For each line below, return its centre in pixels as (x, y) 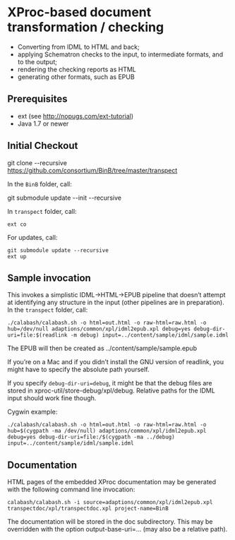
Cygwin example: (32, 412)
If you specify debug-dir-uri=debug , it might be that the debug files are (110, 383)
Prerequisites (37, 99)
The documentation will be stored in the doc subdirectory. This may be (110, 522)
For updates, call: (32, 237)
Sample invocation (49, 278)
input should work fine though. (52, 398)
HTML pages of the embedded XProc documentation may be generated (112, 482)
